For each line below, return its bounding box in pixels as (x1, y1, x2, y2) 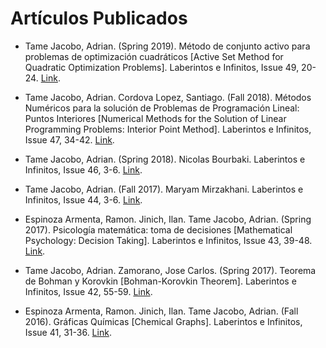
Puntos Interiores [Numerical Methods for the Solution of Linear (24, 112, 287, 124)
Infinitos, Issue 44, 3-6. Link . (24, 193, 143, 206)
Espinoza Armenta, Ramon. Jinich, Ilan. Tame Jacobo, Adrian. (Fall (24, 305, 299, 317)
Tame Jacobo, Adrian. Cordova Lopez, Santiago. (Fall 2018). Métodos (24, 91, 312, 103)
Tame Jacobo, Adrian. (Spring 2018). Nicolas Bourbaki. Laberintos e (24, 153, 306, 165)
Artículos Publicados (10, 7, 188, 30)
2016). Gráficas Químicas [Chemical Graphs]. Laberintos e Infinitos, (24, 315, 303, 327)
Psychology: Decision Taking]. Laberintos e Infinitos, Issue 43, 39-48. (24, 234, 313, 246)
